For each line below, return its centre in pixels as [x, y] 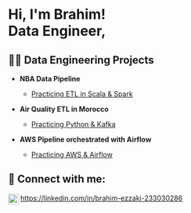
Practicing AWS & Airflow [72, 155]
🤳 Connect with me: [57, 179]
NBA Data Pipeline [50, 79]
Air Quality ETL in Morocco [64, 109]
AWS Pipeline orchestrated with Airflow [85, 139]
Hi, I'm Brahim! [57, 14]
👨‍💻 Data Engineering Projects [81, 60]
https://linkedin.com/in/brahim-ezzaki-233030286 [102, 198]
